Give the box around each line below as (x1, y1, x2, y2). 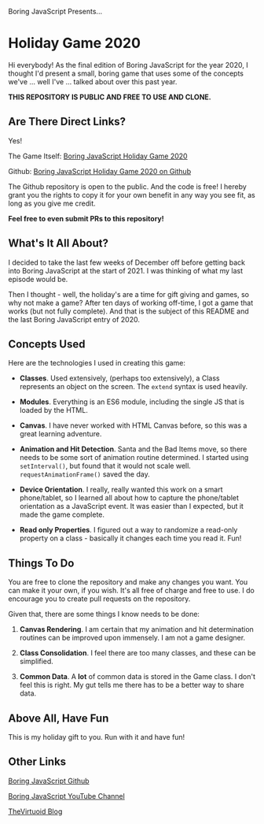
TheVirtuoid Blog (8, 807, 63, 816)
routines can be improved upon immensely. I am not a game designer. (19, 633, 246, 643)
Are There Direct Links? (8, 115, 126, 128)
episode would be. (8, 274, 68, 284)
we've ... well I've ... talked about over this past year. (8, 76, 178, 86)
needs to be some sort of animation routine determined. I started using (19, 453, 249, 462)
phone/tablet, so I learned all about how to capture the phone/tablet (19, 493, 240, 503)
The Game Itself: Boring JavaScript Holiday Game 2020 (8, 151, 188, 161)
